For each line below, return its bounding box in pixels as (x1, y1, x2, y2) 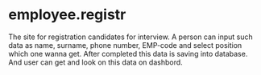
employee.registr (8, 6, 126, 24)
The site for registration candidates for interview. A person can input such (8, 32, 254, 41)
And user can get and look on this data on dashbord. (8, 57, 183, 67)
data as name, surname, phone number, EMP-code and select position (8, 40, 242, 49)
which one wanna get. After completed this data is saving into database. (8, 49, 248, 58)
